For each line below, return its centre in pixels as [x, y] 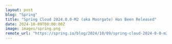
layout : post [19, 10]
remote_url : [18, 33]
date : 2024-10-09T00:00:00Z [35, 24]
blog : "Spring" [21, 15]
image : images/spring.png [33, 29]
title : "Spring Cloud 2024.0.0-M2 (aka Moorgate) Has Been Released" [81, 19]
